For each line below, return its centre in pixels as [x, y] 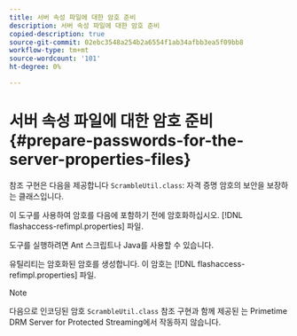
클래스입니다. [41, 196]
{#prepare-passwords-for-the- [127, 141]
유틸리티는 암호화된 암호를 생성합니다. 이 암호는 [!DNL [102, 263]
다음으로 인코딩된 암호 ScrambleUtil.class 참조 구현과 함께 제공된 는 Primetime [148, 310]
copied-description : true [57, 34]
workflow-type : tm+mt [49, 51]
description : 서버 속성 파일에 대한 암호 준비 [85, 26]
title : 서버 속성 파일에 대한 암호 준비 [73, 17]
